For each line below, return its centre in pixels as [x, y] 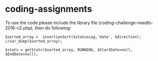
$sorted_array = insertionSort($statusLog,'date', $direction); [73, 37]
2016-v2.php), [20, 28]
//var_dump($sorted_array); [34, 41]
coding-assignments [49, 9]
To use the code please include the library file [51, 23]
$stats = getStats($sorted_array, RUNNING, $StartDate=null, [69, 50]
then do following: [53, 28]
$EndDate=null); [22, 54]
